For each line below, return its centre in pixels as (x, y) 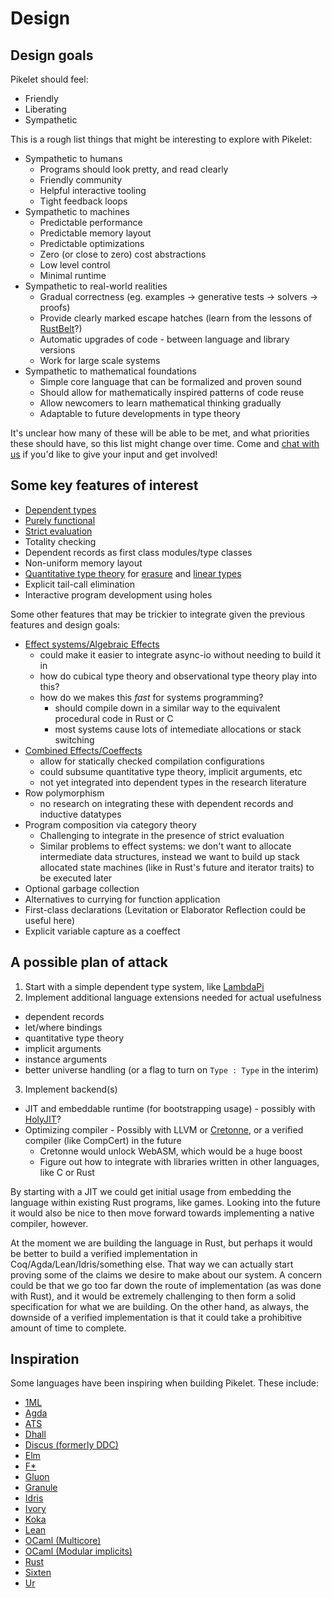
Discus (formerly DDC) (71, 1445)
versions (57, 350)
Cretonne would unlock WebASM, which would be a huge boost (171, 1151)
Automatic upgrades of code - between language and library (164, 339)
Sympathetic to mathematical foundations (110, 371)
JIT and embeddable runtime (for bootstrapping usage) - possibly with (170, 1108)
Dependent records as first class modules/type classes (138, 552)
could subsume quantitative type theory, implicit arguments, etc (171, 771)
